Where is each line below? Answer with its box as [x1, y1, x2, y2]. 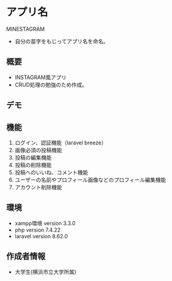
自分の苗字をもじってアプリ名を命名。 [14, 37, 109, 45]
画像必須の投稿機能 [14, 146, 62, 153]
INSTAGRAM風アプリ [14, 74, 67, 81]
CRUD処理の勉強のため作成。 [14, 81, 87, 88]
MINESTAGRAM [6, 25, 45, 33]
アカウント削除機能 [14, 184, 62, 191]
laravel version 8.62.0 [14, 232, 68, 239]
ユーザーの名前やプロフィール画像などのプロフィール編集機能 [14, 176, 166, 183]
